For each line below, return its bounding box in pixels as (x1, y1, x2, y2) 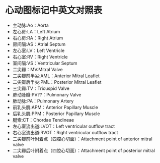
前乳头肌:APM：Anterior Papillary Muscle (12, 104, 98, 110)
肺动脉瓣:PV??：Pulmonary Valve (12, 91, 82, 97)
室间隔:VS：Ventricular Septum (12, 60, 77, 66)
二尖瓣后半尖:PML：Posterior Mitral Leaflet (12, 79, 102, 85)
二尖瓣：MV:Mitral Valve (12, 66, 63, 72)
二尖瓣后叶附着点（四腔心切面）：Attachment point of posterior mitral (12, 147, 155, 153)
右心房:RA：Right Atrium (12, 35, 63, 41)
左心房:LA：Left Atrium (12, 28, 60, 34)
